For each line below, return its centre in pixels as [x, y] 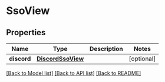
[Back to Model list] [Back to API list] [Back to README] [74, 73]
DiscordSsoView [60, 59]
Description [106, 49]
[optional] [142, 59]
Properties [26, 33]
